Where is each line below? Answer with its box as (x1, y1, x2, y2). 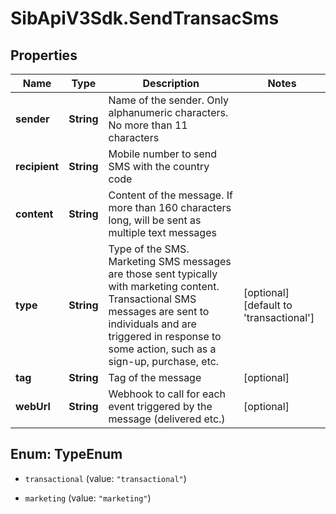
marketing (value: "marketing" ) (24, 492, 152, 504)
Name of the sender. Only (108, 93, 229, 107)
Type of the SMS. (108, 242, 190, 256)
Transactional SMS (108, 292, 197, 306)
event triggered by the (108, 400, 213, 413)
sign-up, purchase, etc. (108, 355, 220, 368)
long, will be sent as (108, 213, 202, 227)
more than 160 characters (108, 201, 232, 214)
